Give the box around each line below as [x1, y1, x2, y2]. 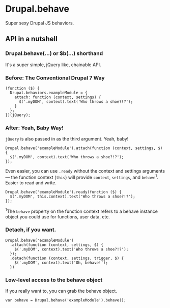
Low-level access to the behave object [5, 276, 103, 283]
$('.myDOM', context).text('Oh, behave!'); [14, 260, 108, 265]
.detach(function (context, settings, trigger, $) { [10, 256, 124, 261]
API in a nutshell [5, 35, 58, 43]
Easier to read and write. [5, 179, 57, 186]
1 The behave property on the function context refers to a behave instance [5, 207, 158, 214]
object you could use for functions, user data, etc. [5, 213, 110, 219]
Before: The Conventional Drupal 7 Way [5, 74, 105, 81]
